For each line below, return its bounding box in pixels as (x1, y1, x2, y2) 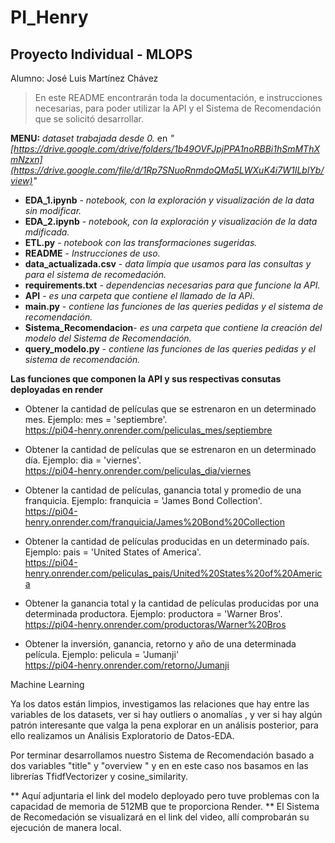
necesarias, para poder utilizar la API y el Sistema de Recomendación (34, 102, 322, 114)
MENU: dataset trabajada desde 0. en (10, 132, 168, 144)
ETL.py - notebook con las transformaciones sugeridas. (24, 237, 258, 248)
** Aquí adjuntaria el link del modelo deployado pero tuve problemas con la (10, 790, 320, 801)
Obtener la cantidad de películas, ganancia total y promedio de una (24, 484, 302, 496)
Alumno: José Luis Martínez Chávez (10, 72, 159, 84)
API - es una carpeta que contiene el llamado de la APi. (24, 290, 255, 301)
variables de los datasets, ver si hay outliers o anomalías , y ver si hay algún (10, 709, 323, 720)
